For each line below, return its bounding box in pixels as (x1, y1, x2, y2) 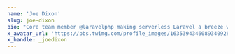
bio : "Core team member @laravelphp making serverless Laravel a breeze (7, 23, 224, 30)
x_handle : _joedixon (7, 36, 68, 43)
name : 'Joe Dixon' (7, 10, 61, 18)
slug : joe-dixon (7, 17, 55, 24)
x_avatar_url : (7, 29, 49, 37)
